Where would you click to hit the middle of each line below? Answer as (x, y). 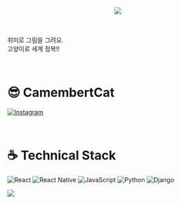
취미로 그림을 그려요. (35, 40)
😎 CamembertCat (61, 93)
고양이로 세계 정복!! (33, 49)
